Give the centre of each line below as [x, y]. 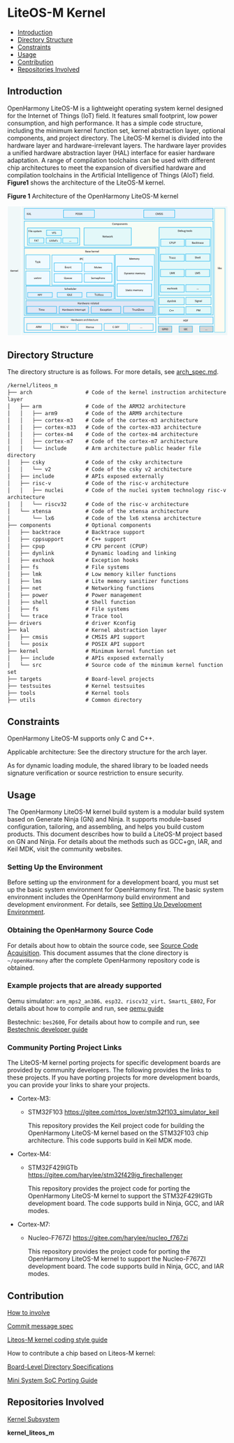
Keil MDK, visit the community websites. [65, 849]
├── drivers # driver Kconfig [72, 624]
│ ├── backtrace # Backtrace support [76, 533]
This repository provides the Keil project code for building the [116, 1126]
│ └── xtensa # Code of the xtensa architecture [98, 512]
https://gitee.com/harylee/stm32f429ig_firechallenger [105, 1175]
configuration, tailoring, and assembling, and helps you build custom [106, 826]
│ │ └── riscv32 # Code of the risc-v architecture [98, 505]
